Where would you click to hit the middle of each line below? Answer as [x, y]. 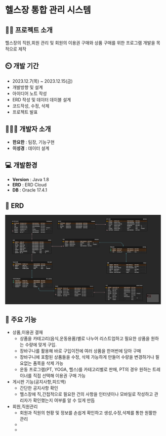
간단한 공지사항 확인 [39, 388]
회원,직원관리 [25, 406]
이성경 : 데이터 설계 [31, 148]
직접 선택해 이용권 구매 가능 [59, 375]
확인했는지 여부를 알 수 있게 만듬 [64, 400]
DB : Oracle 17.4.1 [30, 190]
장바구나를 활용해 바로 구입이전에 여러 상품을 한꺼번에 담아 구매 [80, 351]
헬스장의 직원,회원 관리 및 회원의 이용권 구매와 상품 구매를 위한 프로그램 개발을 [80, 43]
